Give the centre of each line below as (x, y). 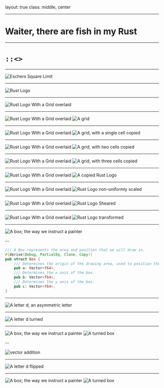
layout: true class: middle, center (38, 7)
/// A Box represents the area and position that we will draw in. (75, 250)
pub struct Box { (23, 259)
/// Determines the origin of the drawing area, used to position (83, 264)
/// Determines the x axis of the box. (54, 273)
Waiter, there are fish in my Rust (71, 32)
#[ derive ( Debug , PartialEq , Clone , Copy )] (49, 255)
